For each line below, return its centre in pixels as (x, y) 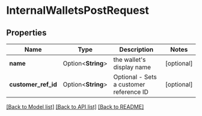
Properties (26, 33)
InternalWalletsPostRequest (78, 11)
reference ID (131, 92)
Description (136, 50)
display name (132, 67)
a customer (129, 84)
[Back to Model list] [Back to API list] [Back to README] (75, 107)
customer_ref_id (33, 84)
